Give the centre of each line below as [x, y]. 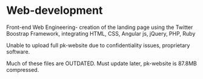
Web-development [55, 11]
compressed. [23, 69]
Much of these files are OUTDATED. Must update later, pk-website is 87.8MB [101, 63]
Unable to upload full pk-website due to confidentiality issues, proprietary [98, 45]
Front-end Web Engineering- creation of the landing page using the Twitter [100, 27]
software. [18, 51]
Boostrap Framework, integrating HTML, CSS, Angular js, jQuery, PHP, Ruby [101, 33]
